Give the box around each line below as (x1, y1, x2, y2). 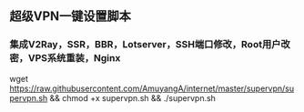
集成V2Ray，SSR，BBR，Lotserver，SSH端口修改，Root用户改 (9, 38, 290, 51)
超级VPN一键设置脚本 (9, 8, 132, 25)
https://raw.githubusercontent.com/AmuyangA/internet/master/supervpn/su (9, 83, 294, 94)
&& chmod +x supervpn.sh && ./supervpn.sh (49, 92, 217, 103)
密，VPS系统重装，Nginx (9, 52, 121, 65)
